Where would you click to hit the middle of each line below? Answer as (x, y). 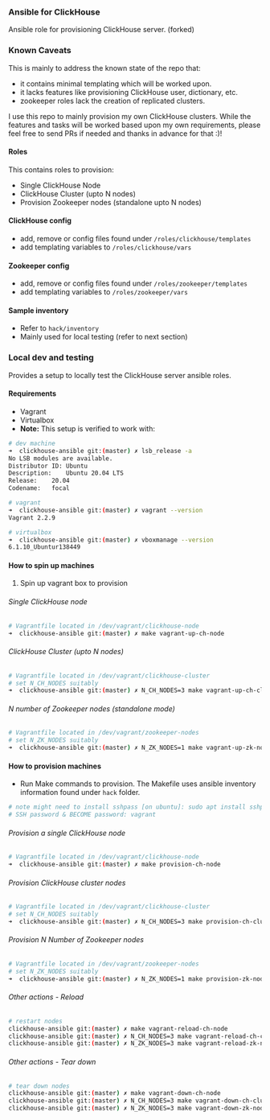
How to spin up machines (51, 565)
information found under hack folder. (80, 793)
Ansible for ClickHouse (54, 12)
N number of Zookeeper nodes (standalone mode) (92, 708)
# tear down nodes (39, 1086)
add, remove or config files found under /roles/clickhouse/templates (135, 239)
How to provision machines (55, 766)
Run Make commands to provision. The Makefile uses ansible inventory (138, 784)
